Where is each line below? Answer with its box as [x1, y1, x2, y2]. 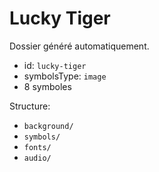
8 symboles [23, 80, 72, 92]
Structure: [9, 100, 51, 112]
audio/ [23, 153, 52, 163]
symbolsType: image [23, 70, 107, 82]
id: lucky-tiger [23, 59, 87, 71]
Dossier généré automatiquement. [9, 40, 150, 52]
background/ [23, 121, 74, 131]
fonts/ [23, 142, 52, 152]
